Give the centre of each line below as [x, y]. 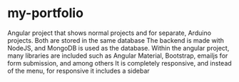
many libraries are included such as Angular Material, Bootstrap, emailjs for [118, 56]
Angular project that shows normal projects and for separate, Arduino [110, 33]
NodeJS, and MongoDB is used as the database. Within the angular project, [118, 48]
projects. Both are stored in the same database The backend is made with [116, 40]
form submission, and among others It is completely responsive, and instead [119, 63]
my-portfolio [46, 13]
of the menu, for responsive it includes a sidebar [78, 71]
